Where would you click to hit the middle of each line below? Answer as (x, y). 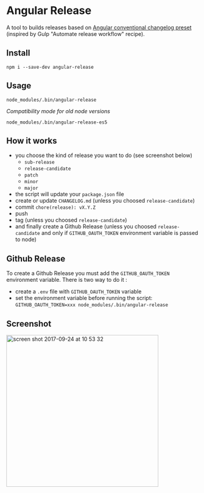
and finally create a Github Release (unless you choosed (86, 226)
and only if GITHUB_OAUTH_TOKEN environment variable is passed (120, 233)
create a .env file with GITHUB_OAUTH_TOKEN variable (78, 292)
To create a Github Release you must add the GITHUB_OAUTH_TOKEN (88, 273)
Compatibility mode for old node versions (58, 111)
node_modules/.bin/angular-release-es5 (57, 122)
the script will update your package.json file (69, 194)
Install (18, 53)
